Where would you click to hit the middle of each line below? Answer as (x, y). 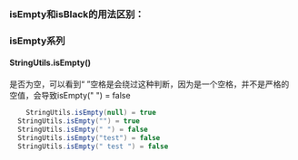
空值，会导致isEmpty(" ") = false (70, 96)
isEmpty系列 (37, 41)
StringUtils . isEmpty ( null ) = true (91, 113)
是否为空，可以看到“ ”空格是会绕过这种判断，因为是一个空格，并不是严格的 (149, 84)
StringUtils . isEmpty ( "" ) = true (79, 121)
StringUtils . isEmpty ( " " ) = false (83, 129)
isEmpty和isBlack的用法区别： (77, 14)
